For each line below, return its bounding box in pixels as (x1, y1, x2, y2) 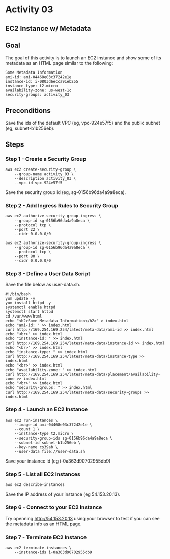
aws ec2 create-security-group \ (5, 167, 76, 172)
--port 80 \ (14, 254, 40, 259)
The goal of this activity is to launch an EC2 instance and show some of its (5, 55, 161, 61)
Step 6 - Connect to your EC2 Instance (5, 504, 102, 511)
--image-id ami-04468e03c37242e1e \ (14, 422, 93, 427)
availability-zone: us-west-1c (5, 88, 72, 93)
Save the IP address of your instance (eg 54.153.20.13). (5, 491, 121, 497)
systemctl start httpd (5, 309, 53, 314)
